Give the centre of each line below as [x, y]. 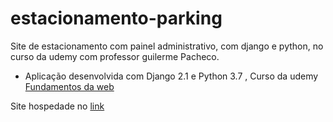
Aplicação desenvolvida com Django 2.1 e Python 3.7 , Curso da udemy [171, 76]
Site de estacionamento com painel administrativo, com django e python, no [167, 46]
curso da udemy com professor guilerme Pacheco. [115, 56]
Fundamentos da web [69, 86]
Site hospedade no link [57, 106]
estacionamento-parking [116, 18]
